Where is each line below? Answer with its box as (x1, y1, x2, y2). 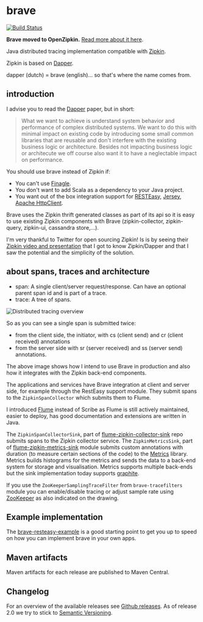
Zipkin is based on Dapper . (6, 59, 74, 67)
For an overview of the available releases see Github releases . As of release (6, 602, 197, 610)
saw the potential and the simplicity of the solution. (6, 249, 135, 256)
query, (6, 224, 23, 231)
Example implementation (6, 511, 104, 522)
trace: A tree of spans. (15, 296, 72, 303)
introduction (6, 89, 55, 100)
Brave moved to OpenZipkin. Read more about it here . (6, 35, 144, 43)
